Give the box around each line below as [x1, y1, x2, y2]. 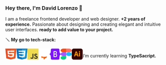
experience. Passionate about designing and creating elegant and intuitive [5, 21, 161, 27]
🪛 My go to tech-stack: [5, 37, 56, 43]
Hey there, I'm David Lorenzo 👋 [5, 5, 82, 12]
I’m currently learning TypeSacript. [82, 53, 156, 59]
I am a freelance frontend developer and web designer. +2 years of [5, 16, 146, 22]
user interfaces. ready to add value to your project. [5, 27, 113, 33]
